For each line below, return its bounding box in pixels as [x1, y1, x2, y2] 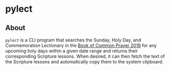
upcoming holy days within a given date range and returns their [5, 48, 138, 54]
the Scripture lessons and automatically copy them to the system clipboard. [5, 59, 164, 64]
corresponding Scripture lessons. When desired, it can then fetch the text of [5, 53, 165, 59]
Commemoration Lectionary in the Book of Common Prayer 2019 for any [5, 42, 157, 49]
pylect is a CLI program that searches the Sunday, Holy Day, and [5, 37, 141, 43]
